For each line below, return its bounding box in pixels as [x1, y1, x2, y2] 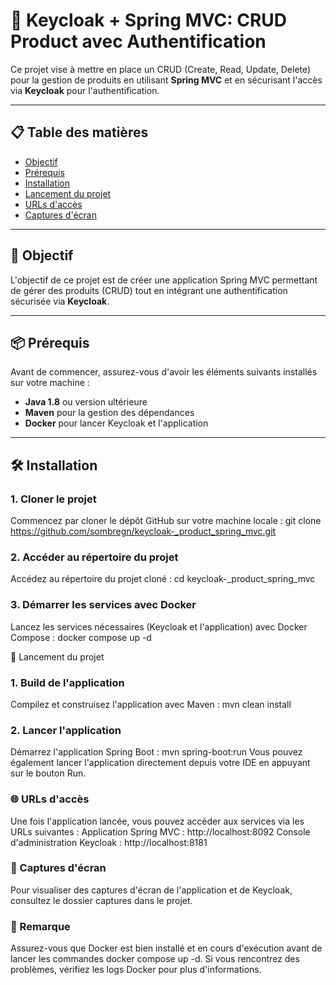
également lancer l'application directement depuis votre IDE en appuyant [10, 757, 311, 769]
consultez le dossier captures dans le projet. [10, 894, 193, 906]
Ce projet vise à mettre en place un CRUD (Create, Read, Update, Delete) [10, 63, 312, 75]
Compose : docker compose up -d [10, 631, 152, 643]
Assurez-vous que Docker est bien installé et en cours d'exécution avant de [10, 942, 323, 954]
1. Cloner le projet [10, 492, 97, 506]
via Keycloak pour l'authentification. [10, 84, 160, 96]
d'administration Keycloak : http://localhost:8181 [10, 836, 208, 848]
